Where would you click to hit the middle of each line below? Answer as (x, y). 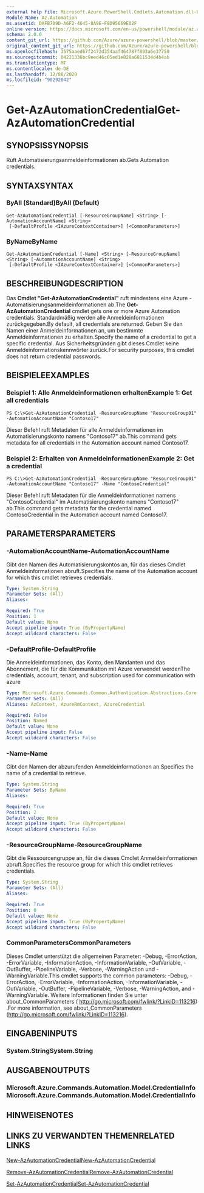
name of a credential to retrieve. (46, 773)
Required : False (27, 715)
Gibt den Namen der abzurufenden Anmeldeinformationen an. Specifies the (100, 767)
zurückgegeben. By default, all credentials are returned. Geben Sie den (95, 324)
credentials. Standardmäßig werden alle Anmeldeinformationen (85, 317)
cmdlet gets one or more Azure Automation (126, 311)
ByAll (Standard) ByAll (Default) (53, 203)
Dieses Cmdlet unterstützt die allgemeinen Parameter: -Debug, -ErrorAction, (102, 956)
